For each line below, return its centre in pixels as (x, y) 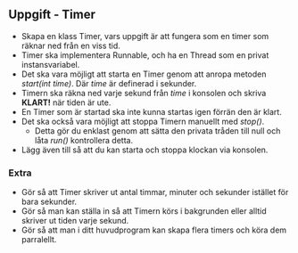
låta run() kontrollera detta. (84, 140)
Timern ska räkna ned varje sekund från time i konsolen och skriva (144, 93)
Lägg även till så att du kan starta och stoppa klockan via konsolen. (145, 150)
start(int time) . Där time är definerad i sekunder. (109, 83)
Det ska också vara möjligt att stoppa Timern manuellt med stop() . (143, 121)
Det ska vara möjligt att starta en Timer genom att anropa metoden (144, 74)
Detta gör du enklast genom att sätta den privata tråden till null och (157, 131)
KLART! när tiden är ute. (66, 102)
